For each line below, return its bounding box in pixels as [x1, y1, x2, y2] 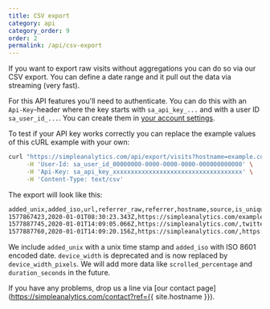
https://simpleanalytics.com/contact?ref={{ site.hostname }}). [10, 292, 215, 302]
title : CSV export [8, 11, 70, 20]
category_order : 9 [8, 26, 70, 35]
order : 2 [8, 34, 38, 43]
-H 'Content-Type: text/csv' [26, 175, 125, 183]
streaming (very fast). [8, 81, 80, 91]
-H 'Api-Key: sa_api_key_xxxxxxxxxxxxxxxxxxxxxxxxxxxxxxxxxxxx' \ [26, 168, 253, 176]
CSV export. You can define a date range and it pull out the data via [8, 72, 231, 82]
